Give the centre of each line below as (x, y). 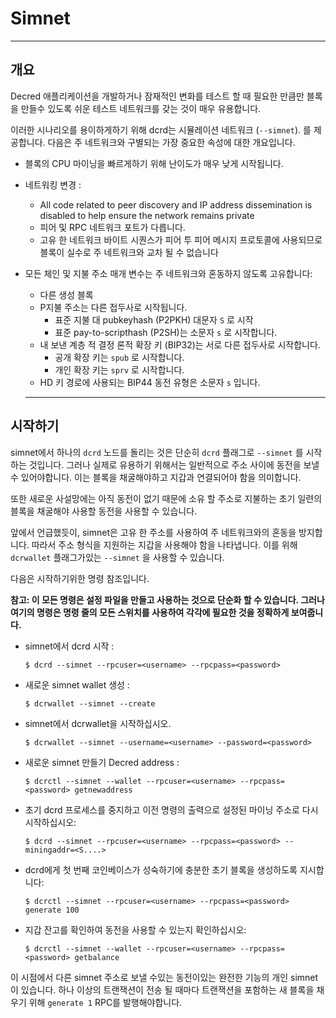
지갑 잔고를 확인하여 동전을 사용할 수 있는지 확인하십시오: (135, 929)
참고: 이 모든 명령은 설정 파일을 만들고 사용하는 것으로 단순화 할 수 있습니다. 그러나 (167, 599)
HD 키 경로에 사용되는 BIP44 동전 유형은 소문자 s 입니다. (150, 382)
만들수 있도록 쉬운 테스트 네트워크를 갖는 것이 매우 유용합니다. (141, 108)
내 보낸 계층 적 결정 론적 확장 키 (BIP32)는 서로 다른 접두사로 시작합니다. (180, 344)
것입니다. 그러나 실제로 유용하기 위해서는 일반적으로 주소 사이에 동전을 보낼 (174, 464)
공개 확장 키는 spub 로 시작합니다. (119, 357)
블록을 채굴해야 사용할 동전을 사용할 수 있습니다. (104, 511)
